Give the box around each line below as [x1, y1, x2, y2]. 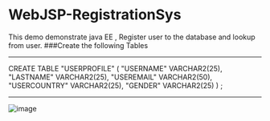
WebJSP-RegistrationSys [8, 6, 182, 24]
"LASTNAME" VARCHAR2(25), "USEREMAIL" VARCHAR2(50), [8, 72, 213, 82]
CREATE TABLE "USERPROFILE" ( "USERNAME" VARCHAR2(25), [8, 63, 223, 73]
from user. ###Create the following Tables [8, 40, 149, 50]
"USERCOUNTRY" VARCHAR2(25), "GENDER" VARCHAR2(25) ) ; [8, 80, 223, 90]
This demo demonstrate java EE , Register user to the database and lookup [8, 32, 256, 42]
